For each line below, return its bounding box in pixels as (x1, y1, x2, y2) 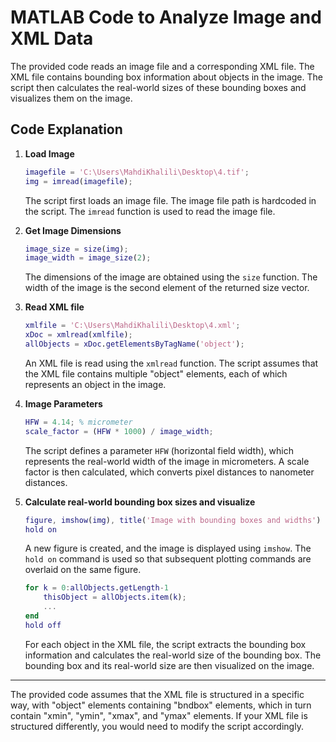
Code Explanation (10, 121, 123, 138)
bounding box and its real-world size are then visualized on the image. (24, 659, 315, 671)
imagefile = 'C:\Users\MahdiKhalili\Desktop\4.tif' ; (24, 167, 250, 177)
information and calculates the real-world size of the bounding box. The (24, 649, 322, 661)
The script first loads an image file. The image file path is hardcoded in (24, 194, 317, 206)
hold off (24, 620, 62, 630)
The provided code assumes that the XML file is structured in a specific (10, 688, 305, 700)
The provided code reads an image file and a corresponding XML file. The (10, 60, 315, 72)
